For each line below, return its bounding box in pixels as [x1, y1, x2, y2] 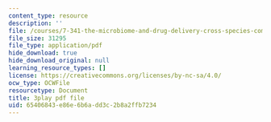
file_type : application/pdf [8, 42, 103, 50]
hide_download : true [8, 49, 78, 57]
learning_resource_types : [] [8, 64, 106, 72]
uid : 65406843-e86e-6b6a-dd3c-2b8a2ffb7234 [8, 101, 157, 109]
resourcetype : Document [8, 86, 89, 95]
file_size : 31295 [8, 34, 67, 43]
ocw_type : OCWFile [8, 79, 70, 87]
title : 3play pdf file [8, 94, 85, 102]
